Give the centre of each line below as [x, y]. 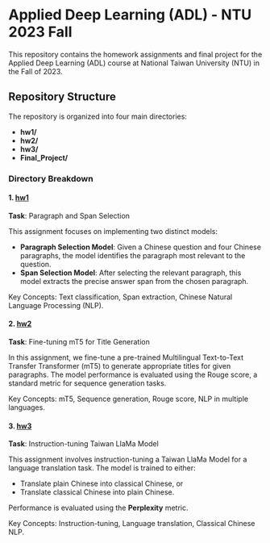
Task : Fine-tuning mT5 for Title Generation [79, 342]
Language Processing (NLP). [56, 305]
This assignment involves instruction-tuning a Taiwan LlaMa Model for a [128, 459]
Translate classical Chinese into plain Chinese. [97, 492]
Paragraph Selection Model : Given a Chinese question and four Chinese [141, 247]
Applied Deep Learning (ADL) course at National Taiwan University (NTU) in [134, 63]
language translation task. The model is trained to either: [102, 468]
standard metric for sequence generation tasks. [87, 383]
